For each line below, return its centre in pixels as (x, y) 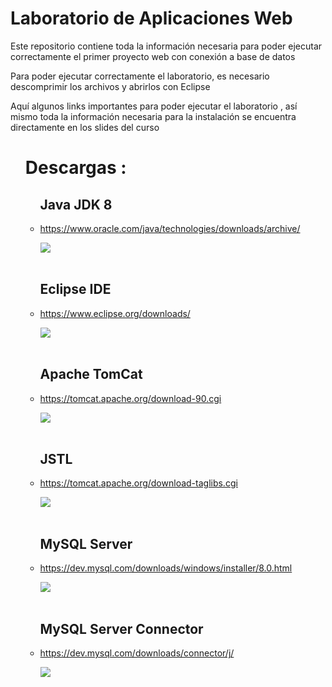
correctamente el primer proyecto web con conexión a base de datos (153, 56)
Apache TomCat (91, 374)
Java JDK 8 (76, 204)
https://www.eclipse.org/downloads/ (115, 313)
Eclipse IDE (75, 289)
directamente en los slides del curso (85, 127)
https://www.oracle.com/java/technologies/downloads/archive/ (170, 228)
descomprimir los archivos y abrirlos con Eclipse (110, 86)
